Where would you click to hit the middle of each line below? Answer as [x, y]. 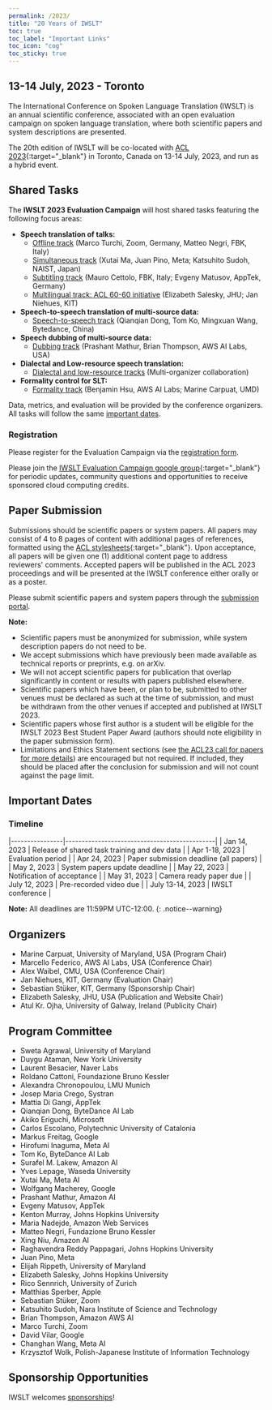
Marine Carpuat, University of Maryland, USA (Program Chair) [123, 954]
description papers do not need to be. [83, 646]
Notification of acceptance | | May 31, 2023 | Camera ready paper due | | [130, 876]
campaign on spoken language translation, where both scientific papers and [135, 123]
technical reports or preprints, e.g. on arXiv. [93, 663]
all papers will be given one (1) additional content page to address [118, 555]
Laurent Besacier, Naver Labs [69, 1068]
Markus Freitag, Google [59, 1137]
